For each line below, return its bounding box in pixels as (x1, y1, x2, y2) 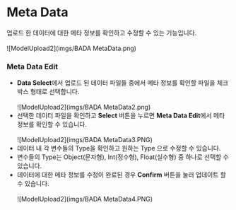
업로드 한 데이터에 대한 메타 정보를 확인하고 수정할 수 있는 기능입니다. (6, 28, 197, 37)
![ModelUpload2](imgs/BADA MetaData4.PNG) (16, 195, 153, 204)
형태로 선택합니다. (30, 88, 80, 96)
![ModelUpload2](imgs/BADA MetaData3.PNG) (16, 136, 153, 144)
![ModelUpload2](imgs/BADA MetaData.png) (6, 44, 137, 52)
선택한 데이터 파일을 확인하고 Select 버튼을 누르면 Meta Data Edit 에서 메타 (16, 111, 225, 120)
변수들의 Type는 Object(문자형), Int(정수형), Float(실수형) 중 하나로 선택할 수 (16, 153, 229, 161)
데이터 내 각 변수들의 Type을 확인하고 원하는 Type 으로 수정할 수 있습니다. (16, 144, 221, 153)
